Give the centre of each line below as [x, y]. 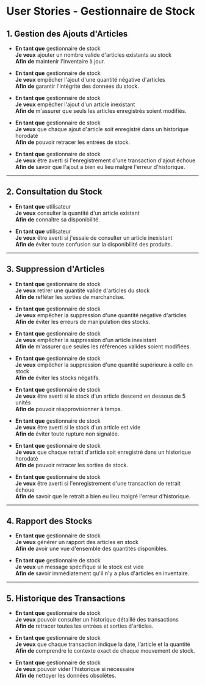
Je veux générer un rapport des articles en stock [77, 542]
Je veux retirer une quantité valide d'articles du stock [82, 290]
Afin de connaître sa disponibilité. [58, 219]
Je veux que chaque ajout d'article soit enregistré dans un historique [102, 129]
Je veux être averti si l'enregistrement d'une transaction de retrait [98, 483]
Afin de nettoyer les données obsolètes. [66, 676]
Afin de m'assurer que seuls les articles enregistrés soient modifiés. [101, 111]
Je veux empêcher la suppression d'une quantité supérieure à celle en [104, 365]
